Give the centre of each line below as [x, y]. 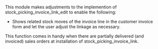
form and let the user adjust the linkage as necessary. [66, 27]
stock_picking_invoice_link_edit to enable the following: [61, 12]
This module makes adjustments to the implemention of [61, 7]
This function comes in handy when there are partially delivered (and [75, 36]
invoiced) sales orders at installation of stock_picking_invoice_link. [72, 41]
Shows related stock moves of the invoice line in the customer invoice [82, 22]
